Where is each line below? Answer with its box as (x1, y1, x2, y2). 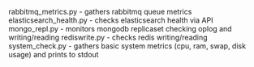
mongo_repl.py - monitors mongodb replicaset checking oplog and (8, 24, 233, 33)
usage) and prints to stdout (8, 50, 99, 59)
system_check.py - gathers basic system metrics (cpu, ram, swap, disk (8, 41, 246, 51)
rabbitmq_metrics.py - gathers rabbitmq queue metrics (8, 7, 192, 16)
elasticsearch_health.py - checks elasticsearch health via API (8, 15, 213, 25)
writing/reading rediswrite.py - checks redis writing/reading (8, 32, 209, 42)
